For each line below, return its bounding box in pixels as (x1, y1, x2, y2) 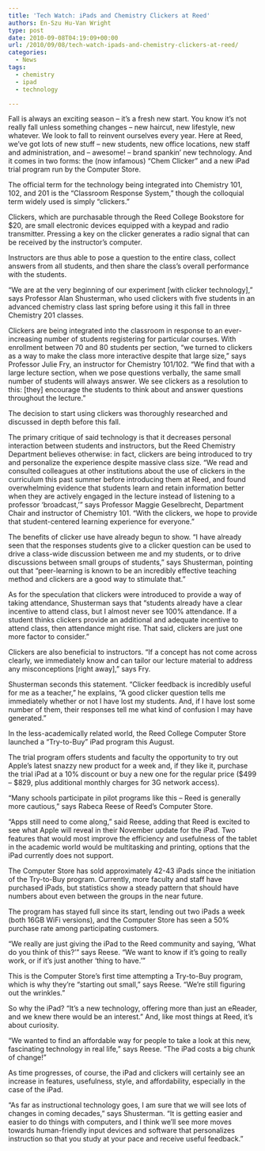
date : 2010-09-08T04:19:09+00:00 (8, 33, 119, 42)
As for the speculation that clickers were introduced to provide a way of (8, 590, 242, 599)
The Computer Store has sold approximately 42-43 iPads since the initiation (8, 866, 256, 876)
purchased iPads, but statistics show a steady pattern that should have (8, 883, 240, 893)
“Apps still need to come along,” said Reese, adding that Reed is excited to (8, 817, 251, 826)
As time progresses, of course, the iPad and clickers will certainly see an (8, 1068, 245, 1078)
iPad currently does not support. (8, 851, 114, 860)
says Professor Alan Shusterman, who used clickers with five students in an (8, 294, 256, 303)
